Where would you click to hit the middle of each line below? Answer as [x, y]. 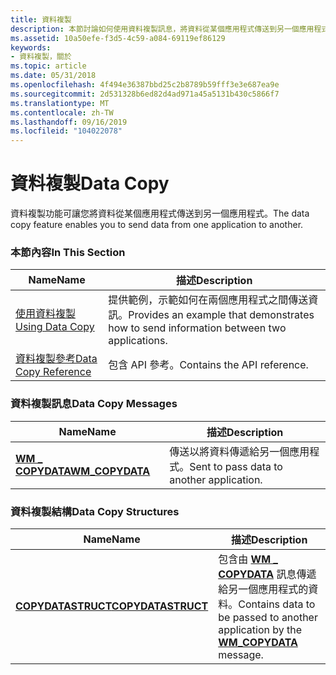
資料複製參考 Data [56, 359]
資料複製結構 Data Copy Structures [95, 511]
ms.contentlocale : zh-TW [62, 112]
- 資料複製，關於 [41, 57]
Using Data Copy [55, 327]
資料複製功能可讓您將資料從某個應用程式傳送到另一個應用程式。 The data [160, 213]
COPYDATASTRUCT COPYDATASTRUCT [112, 606]
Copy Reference [53, 372]
